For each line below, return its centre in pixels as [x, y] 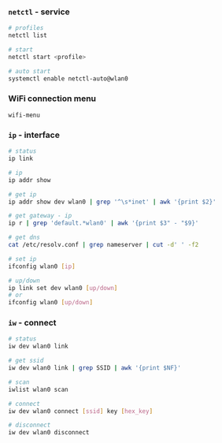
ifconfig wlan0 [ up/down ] [50, 303]
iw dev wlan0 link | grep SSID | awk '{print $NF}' [94, 368]
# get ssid [26, 361]
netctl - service [39, 12]
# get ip [22, 194]
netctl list [28, 35]
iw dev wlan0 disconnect [49, 433]
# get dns [24, 238]
